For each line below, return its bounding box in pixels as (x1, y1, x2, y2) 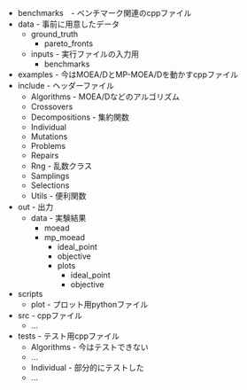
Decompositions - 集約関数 (30, 112, 130, 122)
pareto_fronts (43, 38, 94, 49)
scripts (17, 289, 43, 299)
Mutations (30, 131, 68, 142)
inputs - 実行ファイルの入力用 (30, 49, 140, 59)
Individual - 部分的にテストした (30, 363, 144, 372)
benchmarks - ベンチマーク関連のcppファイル (17, 8, 192, 18)
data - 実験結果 (30, 213, 87, 223)
